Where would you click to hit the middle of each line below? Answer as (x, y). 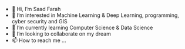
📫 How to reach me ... (39, 40)
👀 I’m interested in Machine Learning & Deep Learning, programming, (95, 15)
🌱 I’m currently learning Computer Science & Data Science (82, 27)
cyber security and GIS (39, 21)
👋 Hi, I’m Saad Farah (36, 9)
